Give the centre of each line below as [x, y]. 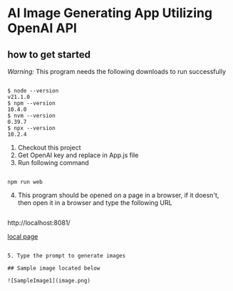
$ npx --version [31, 128]
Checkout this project [49, 148]
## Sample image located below [54, 268]
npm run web [25, 182]
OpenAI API [42, 28]
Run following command [53, 163]
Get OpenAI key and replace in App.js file [78, 155]
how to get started [49, 54]
